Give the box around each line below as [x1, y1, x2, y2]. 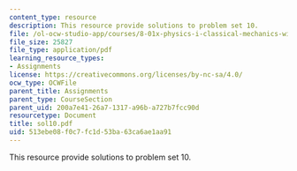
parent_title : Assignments [9, 86, 109, 95]
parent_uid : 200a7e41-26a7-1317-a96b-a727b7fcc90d [9, 103, 200, 112]
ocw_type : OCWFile [9, 78, 77, 87]
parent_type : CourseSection [9, 94, 113, 104]
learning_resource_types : [9, 54, 104, 63]
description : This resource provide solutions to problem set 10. [9, 21, 259, 30]
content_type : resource [9, 12, 97, 22]
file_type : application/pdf [9, 46, 113, 55]
